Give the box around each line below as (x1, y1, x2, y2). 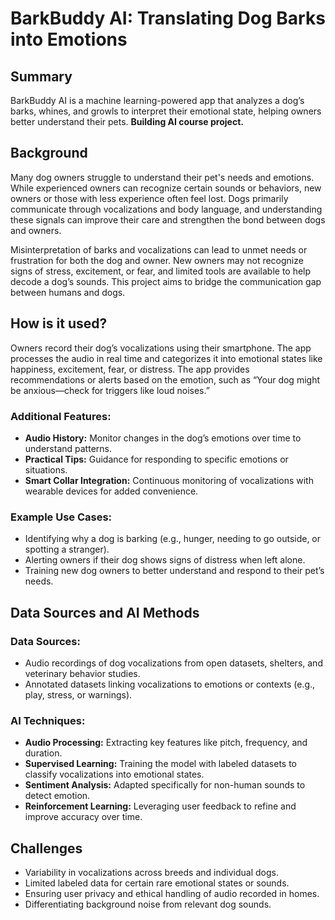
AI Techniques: (10, 713, 86, 727)
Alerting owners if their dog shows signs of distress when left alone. (24, 554, 306, 566)
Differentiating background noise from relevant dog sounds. (24, 898, 272, 911)
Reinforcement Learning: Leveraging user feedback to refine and (24, 800, 297, 812)
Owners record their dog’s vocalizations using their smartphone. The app (10, 342, 312, 354)
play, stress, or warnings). (24, 688, 133, 701)
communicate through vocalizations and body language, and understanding (10, 203, 323, 215)
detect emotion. (24, 790, 91, 802)
